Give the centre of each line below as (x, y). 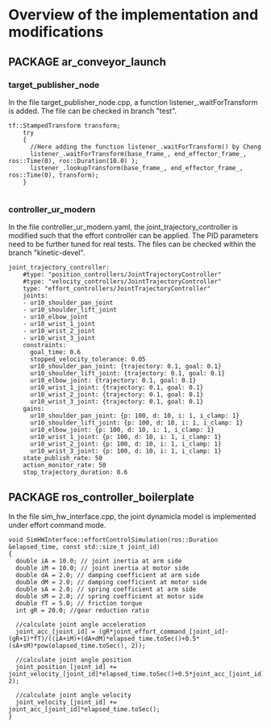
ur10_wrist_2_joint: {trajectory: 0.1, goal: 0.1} (117, 395)
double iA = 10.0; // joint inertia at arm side (99, 561)
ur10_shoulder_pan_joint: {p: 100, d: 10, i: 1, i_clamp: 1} (135, 416)
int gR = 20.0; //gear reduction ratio (83, 610)
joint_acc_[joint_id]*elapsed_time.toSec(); (84, 709)
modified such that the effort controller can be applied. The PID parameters (133, 236)
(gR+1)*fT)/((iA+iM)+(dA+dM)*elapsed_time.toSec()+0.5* (104, 638)
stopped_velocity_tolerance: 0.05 (88, 360)
